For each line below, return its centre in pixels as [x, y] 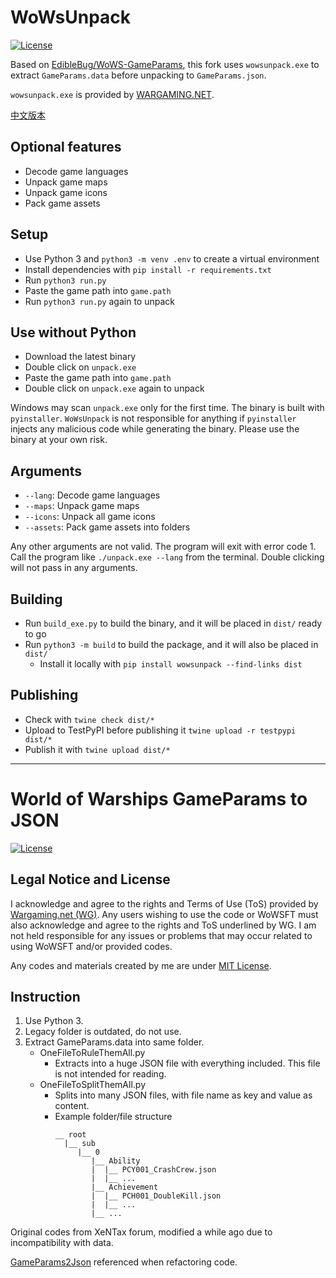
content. [72, 1106]
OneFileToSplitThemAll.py [93, 1085]
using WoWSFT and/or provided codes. [91, 946]
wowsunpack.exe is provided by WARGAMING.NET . [112, 94]
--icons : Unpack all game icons [90, 517]
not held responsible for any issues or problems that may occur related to [161, 935]
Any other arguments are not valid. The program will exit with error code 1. [163, 547]
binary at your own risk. [59, 440]
